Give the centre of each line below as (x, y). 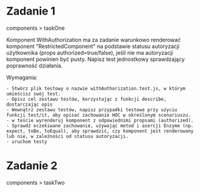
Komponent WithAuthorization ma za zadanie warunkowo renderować (94, 39)
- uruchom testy (27, 142)
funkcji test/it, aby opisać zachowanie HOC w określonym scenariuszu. (98, 115)
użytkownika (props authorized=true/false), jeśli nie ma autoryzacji (90, 52)
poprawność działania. (35, 66)
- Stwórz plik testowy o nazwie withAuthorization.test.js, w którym (96, 88)
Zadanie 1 (31, 11)
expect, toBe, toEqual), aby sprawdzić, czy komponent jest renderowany (100, 131)
